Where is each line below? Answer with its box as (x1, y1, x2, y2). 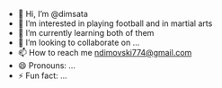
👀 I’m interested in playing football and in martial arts (17, 18, 213, 29)
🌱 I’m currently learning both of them (17, 28, 155, 38)
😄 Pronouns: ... (17, 60, 76, 71)
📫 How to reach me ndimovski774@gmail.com (17, 48, 192, 57)
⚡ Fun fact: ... (17, 70, 67, 81)
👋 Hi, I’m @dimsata (17, 9, 88, 19)
